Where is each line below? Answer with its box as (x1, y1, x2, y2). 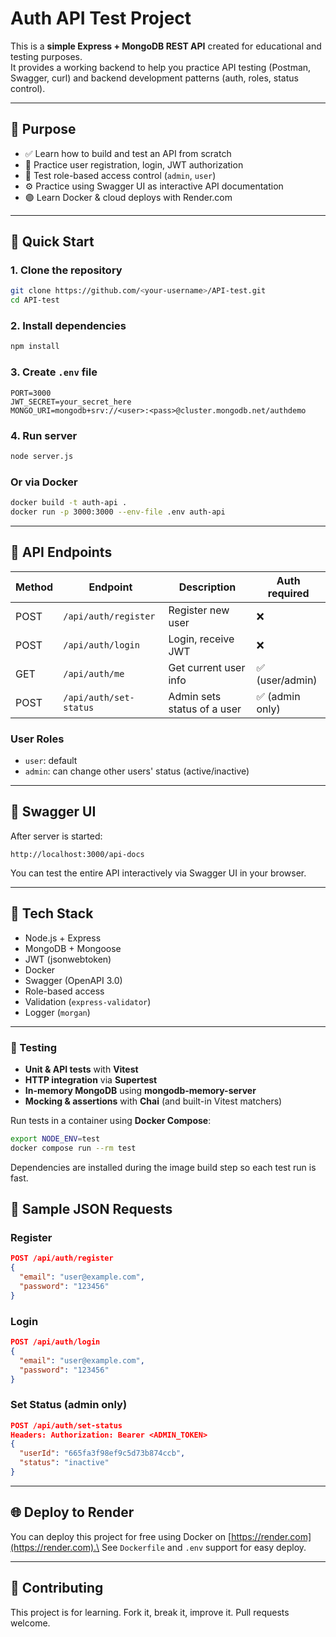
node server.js (10, 451, 74, 461)
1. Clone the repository (10, 263, 123, 277)
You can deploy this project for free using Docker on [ (10, 1530, 232, 1542)
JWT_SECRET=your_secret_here (10, 397, 132, 407)
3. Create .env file (10, 365, 98, 379)
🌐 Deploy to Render (10, 1504, 135, 1521)
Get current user (168, 660, 246, 674)
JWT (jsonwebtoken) (24, 953, 112, 965)
